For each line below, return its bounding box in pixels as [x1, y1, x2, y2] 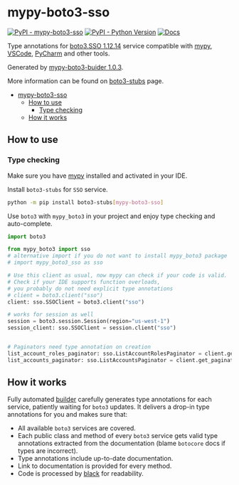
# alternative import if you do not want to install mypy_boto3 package [7, 252, 228, 260]
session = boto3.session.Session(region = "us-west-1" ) [7, 318, 171, 325]
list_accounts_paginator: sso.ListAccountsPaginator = [7, 356, 174, 363]
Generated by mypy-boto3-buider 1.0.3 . [7, 63, 124, 71]
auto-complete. [7, 219, 53, 228]
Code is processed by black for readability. [17, 469, 144, 478]
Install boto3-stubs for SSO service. [7, 185, 108, 193]
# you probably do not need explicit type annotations [7, 285, 174, 292]
